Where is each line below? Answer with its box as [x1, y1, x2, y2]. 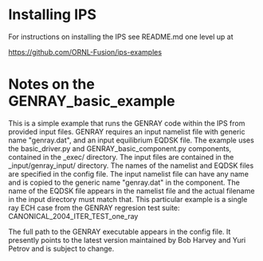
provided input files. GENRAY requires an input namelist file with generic [8, 127, 245, 136]
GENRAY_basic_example [8, 92, 175, 111]
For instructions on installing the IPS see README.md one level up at [8, 32, 234, 41]
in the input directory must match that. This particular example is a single [8, 194, 248, 204]
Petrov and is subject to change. [8, 243, 115, 253]
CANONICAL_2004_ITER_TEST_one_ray [8, 211, 139, 220]
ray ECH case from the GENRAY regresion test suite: [8, 203, 181, 212]
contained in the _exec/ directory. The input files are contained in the [8, 152, 234, 162]
